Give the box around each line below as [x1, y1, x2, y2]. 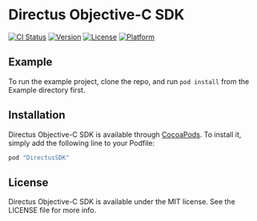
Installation [8, 108, 66, 122]
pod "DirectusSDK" [8, 154, 70, 162]
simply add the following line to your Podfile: [8, 138, 155, 147]
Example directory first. [8, 85, 86, 94]
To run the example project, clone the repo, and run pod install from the [8, 76, 250, 86]
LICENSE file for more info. [8, 206, 97, 215]
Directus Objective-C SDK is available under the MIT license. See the [8, 197, 236, 207]
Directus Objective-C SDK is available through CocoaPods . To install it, [8, 130, 242, 139]
